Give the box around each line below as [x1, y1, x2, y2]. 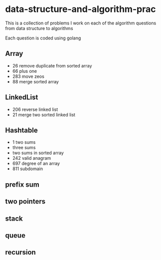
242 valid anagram [12, 155, 51, 161]
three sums [12, 145, 36, 151]
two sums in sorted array [12, 150, 64, 156]
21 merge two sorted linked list [12, 111, 76, 118]
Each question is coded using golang [5, 35, 81, 41]
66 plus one [12, 68, 37, 74]
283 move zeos [12, 73, 45, 79]
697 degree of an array [12, 161, 60, 167]
